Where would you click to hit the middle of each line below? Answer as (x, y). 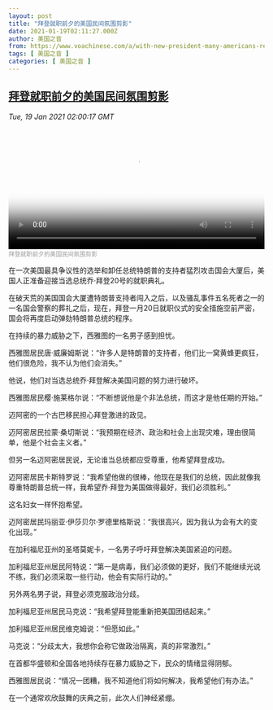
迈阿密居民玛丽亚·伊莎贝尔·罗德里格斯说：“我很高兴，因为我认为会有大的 (130, 521)
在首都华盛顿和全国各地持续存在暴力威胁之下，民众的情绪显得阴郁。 (122, 663)
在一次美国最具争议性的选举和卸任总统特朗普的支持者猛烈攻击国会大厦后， (133, 270)
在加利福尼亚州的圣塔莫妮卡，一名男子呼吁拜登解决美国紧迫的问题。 (122, 549)
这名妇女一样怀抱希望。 (48, 504)
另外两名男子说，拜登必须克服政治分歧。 (76, 594)
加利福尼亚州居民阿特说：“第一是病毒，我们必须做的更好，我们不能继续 (128, 566)
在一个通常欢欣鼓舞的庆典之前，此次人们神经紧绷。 (94, 698)
